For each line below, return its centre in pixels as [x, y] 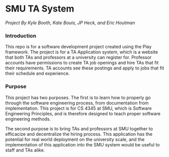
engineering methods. [28, 119]
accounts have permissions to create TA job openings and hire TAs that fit [82, 63]
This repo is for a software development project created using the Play [78, 47]
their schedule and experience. [38, 73]
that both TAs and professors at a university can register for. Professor [78, 57]
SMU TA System [40, 9]
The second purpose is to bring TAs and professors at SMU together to [79, 128]
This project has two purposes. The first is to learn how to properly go [78, 97]
